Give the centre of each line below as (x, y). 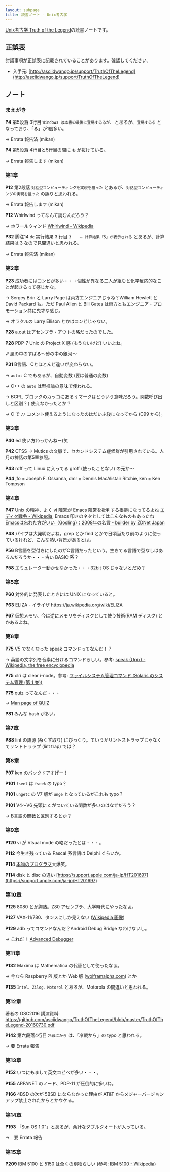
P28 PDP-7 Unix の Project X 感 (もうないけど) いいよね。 (65, 343)
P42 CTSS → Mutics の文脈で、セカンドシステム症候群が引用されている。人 (85, 451)
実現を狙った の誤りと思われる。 (48, 194)
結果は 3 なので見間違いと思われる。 (43, 243)
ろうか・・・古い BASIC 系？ (48, 557)
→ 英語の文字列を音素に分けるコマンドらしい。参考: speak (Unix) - (75, 659)
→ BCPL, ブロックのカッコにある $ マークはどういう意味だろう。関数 (77, 396)
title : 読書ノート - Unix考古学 (36, 15)
